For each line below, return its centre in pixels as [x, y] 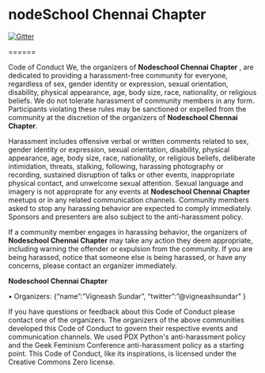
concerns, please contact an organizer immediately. [93, 266]
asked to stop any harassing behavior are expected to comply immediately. [131, 208]
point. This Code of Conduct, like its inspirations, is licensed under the [123, 353]
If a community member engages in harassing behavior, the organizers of [128, 232]
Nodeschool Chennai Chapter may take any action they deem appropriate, [131, 240]
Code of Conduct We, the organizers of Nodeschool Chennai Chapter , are [131, 67]
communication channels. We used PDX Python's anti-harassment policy [127, 337]
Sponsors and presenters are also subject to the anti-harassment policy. [126, 217]
